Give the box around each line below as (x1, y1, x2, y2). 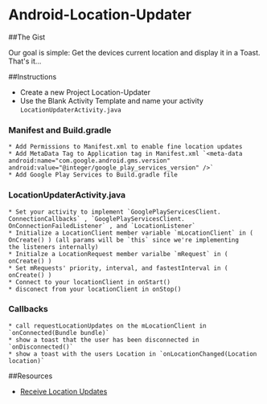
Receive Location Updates (19, 386, 108, 396)
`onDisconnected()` (8, 343, 74, 351)
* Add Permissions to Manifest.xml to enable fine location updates (8, 143, 243, 151)
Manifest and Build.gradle (8, 124, 112, 136)
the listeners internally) (8, 243, 99, 251)
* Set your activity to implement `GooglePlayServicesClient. (8, 207, 221, 216)
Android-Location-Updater (8, 6, 191, 24)
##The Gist (8, 32, 46, 42)
